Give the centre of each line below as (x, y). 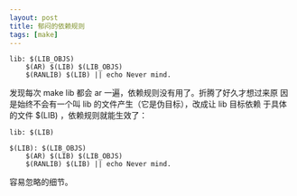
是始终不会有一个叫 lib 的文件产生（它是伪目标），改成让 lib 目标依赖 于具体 (148, 104)
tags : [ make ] (34, 34)
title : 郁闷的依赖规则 (47, 26)
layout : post (34, 18)
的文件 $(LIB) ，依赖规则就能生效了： (78, 116)
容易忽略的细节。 (41, 182)
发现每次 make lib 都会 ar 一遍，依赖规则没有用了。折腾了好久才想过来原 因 (149, 93)
